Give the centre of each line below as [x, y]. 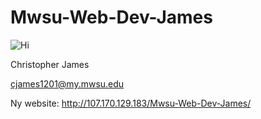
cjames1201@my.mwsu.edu [67, 83]
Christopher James [50, 64]
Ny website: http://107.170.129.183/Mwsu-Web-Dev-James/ [131, 103]
